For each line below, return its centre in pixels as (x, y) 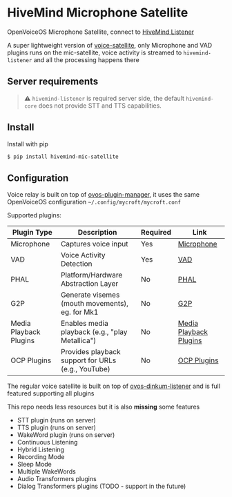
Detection (77, 264)
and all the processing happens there (86, 59)
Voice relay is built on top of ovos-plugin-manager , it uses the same (104, 195)
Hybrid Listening (40, 449)
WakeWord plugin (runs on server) (66, 435)
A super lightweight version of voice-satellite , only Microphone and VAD (110, 45)
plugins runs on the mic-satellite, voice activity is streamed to (95, 52)
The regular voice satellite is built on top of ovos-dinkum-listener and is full (114, 386)
